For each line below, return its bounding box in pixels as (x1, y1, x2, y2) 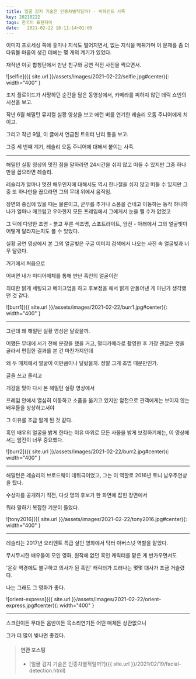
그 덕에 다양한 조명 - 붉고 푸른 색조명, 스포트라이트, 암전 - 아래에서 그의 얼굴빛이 (6, 220, 188, 228)
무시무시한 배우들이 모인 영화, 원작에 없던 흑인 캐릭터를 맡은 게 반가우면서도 (6, 552, 177, 559)
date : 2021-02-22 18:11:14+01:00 (6, 25, 93, 31)
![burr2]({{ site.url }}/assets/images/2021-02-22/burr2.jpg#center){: (6, 448, 170, 455)
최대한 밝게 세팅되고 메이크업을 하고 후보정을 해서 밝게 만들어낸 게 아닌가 (6, 285, 171, 292)
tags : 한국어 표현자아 (6, 19, 52, 25)
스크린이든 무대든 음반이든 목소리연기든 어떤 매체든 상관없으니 (6, 619, 147, 626)
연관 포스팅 (20, 646, 45, 653)
